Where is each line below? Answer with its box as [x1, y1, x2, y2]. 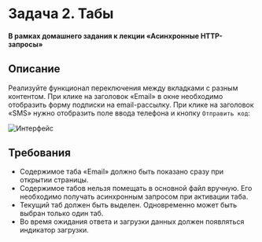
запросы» [8, 39, 43, 49]
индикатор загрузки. [19, 225, 89, 235]
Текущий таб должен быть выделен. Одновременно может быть [19, 200, 238, 210]
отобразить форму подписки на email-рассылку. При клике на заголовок [8, 100, 254, 109]
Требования [8, 146, 71, 159]
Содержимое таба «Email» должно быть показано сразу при [19, 167, 224, 177]
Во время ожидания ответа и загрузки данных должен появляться [19, 217, 245, 226]
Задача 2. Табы [8, 5, 114, 23]
